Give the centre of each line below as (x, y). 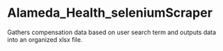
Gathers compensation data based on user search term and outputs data (112, 32)
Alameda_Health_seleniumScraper (110, 13)
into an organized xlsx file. (45, 39)
